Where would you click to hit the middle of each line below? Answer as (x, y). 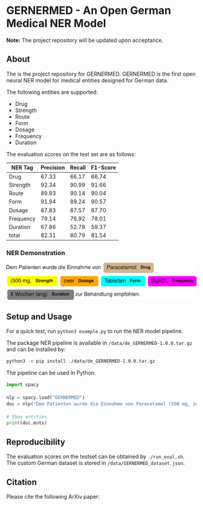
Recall (78, 168)
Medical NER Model (56, 23)
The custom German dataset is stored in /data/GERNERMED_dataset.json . (96, 463)
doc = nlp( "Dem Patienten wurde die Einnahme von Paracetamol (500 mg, (98, 404)
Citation (22, 482)
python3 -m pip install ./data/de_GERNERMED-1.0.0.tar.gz (81, 361)
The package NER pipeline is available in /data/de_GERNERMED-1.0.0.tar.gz (99, 343)
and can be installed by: (36, 350)
